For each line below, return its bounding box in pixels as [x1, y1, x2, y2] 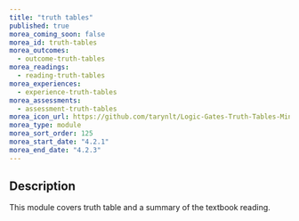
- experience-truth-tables [17, 87, 117, 96]
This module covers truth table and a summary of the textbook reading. [9, 202, 271, 213]
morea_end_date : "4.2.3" [9, 145, 101, 154]
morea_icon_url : [9, 112, 69, 121]
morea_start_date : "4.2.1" [9, 137, 109, 146]
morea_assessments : [9, 95, 82, 105]
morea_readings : [9, 63, 69, 72]
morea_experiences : [9, 79, 82, 88]
